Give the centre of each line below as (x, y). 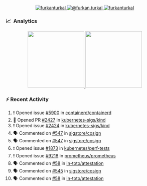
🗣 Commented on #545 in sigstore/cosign (57, 170)
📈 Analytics (22, 21)
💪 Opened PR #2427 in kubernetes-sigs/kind (59, 120)
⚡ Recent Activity (27, 100)
